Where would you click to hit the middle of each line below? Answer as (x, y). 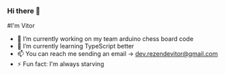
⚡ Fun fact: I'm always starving (60, 64)
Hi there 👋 (24, 11)
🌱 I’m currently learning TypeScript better (75, 46)
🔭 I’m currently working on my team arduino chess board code (105, 39)
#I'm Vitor (21, 26)
